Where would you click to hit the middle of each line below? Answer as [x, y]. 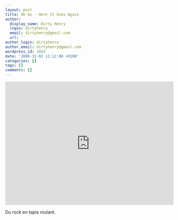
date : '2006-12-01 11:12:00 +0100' [42, 56]
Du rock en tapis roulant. [30, 212]
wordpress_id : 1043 [25, 51]
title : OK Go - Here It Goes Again [42, 14]
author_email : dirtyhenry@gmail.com [43, 47]
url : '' [18, 38]
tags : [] [14, 65]
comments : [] [19, 70]
